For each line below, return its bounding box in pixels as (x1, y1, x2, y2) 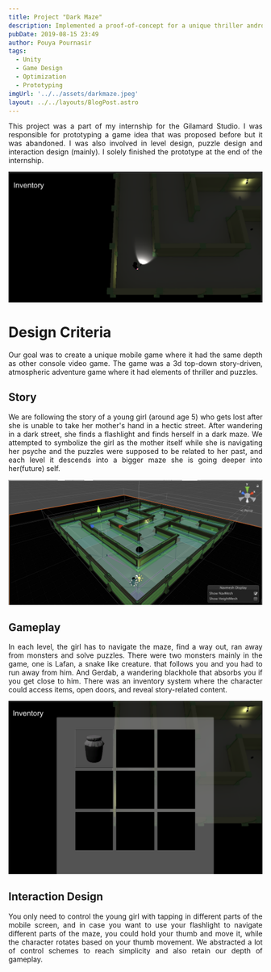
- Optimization (15, 73, 67, 81)
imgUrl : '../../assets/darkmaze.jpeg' (8, 90, 139, 98)
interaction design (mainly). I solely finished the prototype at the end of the (8, 147, 263, 157)
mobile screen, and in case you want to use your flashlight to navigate (8, 919, 263, 929)
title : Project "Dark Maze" (8, 13, 103, 21)
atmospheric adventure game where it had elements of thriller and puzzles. (8, 367, 258, 377)
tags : (8, 47, 27, 56)
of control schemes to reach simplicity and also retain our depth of (8, 945, 263, 955)
